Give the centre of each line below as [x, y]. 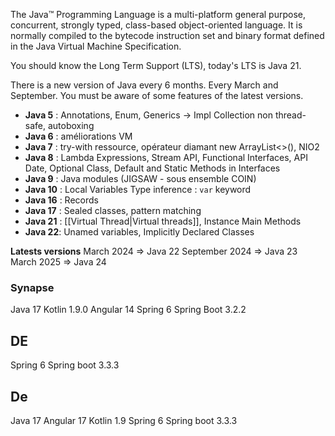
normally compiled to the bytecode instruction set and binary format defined [167, 35]
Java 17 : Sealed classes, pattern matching [113, 210]
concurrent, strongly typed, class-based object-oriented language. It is [156, 25]
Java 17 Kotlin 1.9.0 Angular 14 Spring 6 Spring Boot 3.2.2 [128, 310]
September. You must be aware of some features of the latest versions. [157, 95]
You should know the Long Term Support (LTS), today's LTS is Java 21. [156, 65]
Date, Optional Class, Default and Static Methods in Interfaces [152, 168]
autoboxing [71, 125]
